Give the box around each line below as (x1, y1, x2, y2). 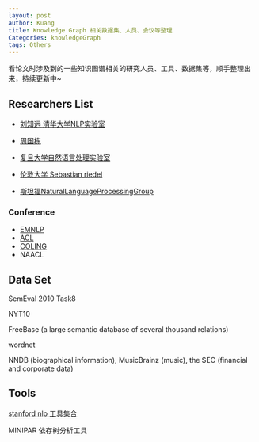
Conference (8, 207, 55, 218)
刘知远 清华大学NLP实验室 (19, 119, 105, 128)
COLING (19, 242, 48, 251)
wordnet (8, 340, 36, 349)
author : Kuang (8, 19, 55, 27)
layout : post (8, 11, 51, 20)
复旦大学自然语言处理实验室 (19, 152, 111, 162)
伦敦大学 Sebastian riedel (19, 170, 103, 179)
